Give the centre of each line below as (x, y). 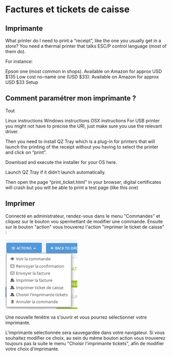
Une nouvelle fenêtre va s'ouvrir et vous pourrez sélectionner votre (76, 317)
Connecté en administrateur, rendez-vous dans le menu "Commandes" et (83, 216)
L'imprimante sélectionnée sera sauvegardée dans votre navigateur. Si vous (85, 332)
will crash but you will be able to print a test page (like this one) (72, 187)
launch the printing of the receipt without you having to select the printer (82, 146)
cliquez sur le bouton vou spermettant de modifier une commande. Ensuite (84, 221)
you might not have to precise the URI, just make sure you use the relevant (84, 126)
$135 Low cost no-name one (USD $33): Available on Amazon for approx (82, 77)
